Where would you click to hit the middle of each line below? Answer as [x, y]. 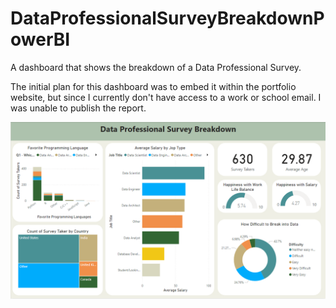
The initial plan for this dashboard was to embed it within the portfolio [153, 86]
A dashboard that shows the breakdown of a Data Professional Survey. [156, 67]
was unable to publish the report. [78, 108]
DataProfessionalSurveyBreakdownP [167, 18]
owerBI [40, 39]
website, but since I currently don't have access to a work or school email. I [166, 97]
